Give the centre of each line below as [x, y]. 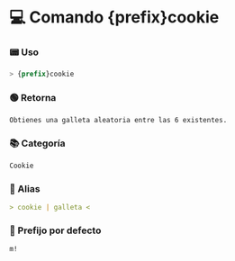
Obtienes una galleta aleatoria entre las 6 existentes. [118, 120]
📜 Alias [25, 188]
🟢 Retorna [33, 98]
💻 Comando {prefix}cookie [114, 18]
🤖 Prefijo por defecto [55, 230]
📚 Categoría [37, 143]
